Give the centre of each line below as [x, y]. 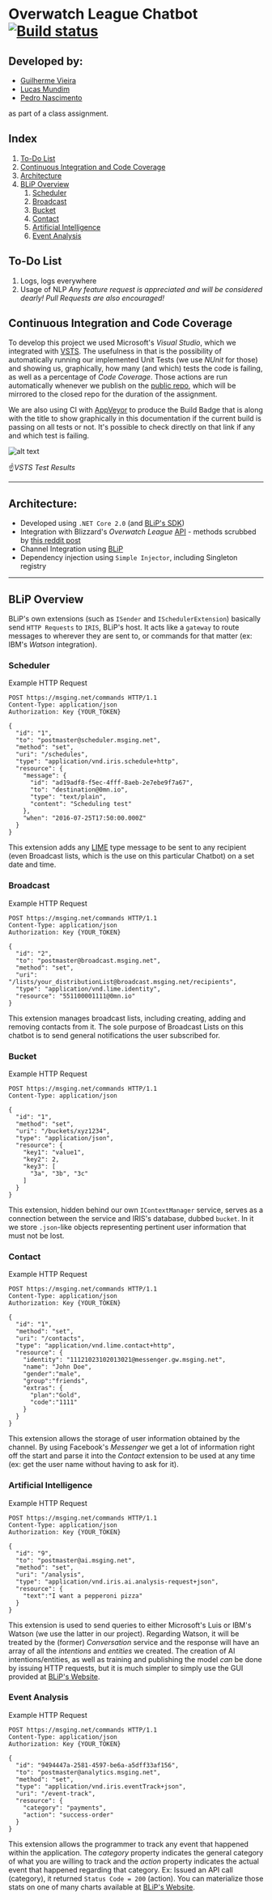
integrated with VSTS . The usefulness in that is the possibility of [115, 351]
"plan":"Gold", [55, 1395]
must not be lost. [36, 1236]
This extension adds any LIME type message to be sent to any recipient [127, 847]
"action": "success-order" [68, 1815]
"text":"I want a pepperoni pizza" [83, 1596]
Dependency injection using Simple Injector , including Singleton [129, 558]
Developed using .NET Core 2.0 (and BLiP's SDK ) [102, 524]
